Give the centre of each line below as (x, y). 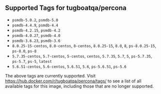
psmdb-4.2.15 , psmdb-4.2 (36, 30)
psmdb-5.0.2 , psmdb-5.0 (35, 19)
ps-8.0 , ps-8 (24, 51)
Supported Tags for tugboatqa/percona (66, 8)
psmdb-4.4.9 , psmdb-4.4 (35, 25)
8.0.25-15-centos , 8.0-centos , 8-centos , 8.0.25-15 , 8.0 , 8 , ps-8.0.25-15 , (84, 45)
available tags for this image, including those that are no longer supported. (80, 86)
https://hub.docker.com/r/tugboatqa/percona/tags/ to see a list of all (73, 81)
